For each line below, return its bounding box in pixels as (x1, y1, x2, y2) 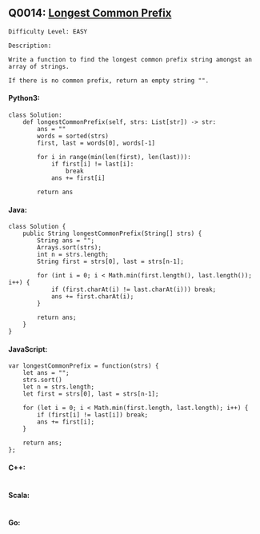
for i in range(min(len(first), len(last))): (37, 153, 192, 161)
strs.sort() (22, 376, 62, 385)
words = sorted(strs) (37, 132, 110, 141)
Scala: (8, 491, 30, 500)
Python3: (8, 94, 40, 103)
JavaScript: (8, 344, 48, 354)
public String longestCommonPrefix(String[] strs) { (22, 229, 202, 238)
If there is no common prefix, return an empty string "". (8, 76, 210, 85)
